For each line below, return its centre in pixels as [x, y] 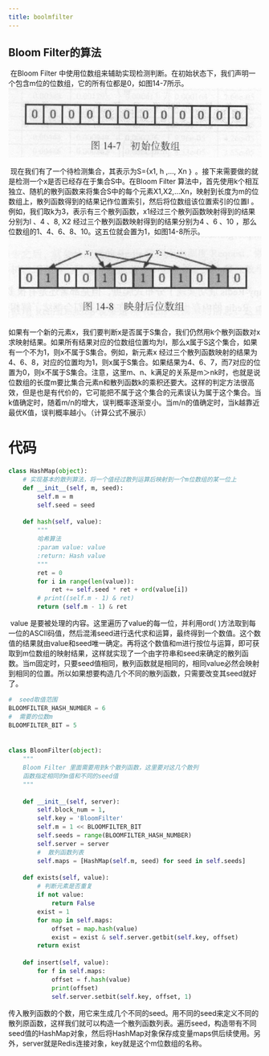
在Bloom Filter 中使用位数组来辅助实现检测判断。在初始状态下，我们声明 [129, 73]
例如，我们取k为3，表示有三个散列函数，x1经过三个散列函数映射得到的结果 [132, 211]
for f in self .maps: [71, 972]
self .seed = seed [66, 505]
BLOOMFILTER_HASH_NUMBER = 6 [57, 708]
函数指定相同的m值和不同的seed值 [71, 776]
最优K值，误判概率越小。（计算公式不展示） [79, 413]
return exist [59, 946]
